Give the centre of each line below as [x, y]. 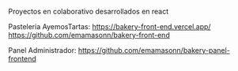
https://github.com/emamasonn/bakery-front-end [89, 35]
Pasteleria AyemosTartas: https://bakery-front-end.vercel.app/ [110, 26]
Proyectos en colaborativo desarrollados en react [89, 11]
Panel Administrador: [42, 50]
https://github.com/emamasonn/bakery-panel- [154, 50]
